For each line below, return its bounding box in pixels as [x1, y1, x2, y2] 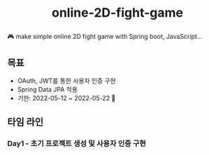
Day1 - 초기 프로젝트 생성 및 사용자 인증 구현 [7, 139, 147, 149]
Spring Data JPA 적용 [17, 85, 78, 93]
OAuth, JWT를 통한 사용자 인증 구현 [17, 76, 117, 85]
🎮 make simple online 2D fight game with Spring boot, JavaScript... [7, 33, 203, 41]
